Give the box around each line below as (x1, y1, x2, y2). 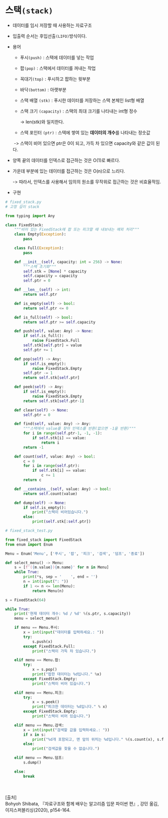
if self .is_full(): (23, 334, 64, 339)
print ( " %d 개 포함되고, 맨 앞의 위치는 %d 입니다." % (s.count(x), (32, 737, 155, 742)
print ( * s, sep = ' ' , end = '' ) (23, 574, 98, 579)
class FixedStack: (5, 223, 44, 228)
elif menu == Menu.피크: (14, 690, 64, 695)
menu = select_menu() (14, 616, 59, 621)
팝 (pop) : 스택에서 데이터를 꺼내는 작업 (20, 65, 96, 71)
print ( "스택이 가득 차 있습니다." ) (32, 648, 97, 653)
